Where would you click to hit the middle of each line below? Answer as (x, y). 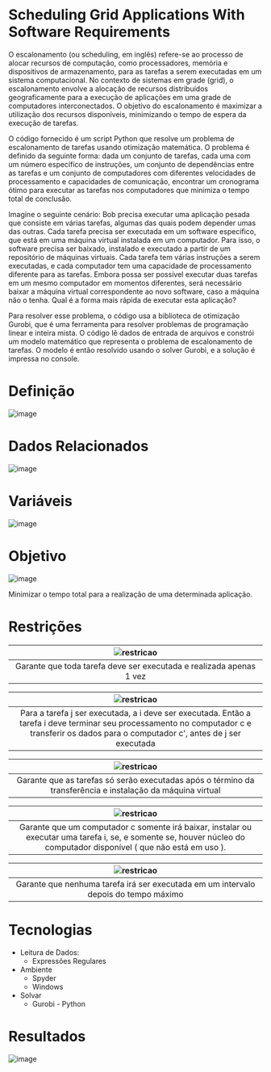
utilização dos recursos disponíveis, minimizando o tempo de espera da (127, 114)
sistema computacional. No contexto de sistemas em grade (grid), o (121, 80)
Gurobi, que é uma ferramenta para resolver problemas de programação (128, 324)
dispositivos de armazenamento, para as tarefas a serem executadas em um (135, 71)
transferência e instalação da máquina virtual (135, 790)
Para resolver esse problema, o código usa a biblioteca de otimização (124, 316)
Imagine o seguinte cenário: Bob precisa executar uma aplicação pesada (129, 214)
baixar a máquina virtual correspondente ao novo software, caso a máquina (134, 291)
